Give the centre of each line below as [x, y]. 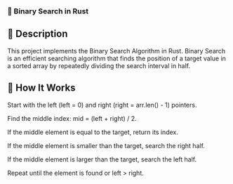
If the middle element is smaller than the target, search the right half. [106, 145]
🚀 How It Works [41, 88]
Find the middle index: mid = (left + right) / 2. [72, 118]
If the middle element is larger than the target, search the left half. [102, 159]
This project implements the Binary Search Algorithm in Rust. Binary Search [116, 51]
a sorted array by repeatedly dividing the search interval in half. [99, 65]
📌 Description [38, 34]
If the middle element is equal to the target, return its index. [93, 132]
